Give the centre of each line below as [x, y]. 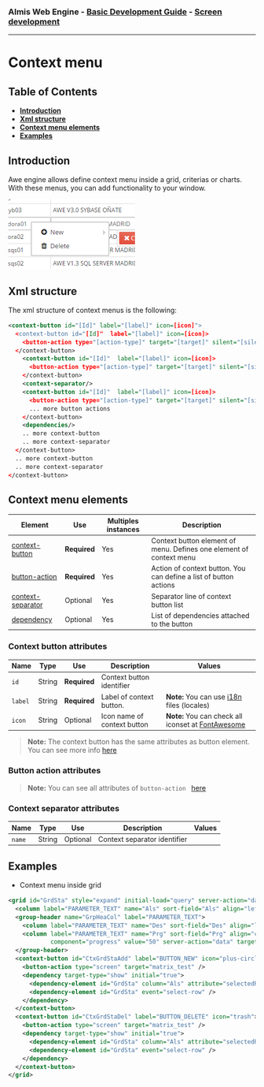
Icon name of [122, 716]
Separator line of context [191, 596]
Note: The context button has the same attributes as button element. [138, 742]
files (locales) [188, 705]
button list [167, 605]
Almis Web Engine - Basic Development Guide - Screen [115, 12]
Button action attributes [55, 771]
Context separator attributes [64, 808]
